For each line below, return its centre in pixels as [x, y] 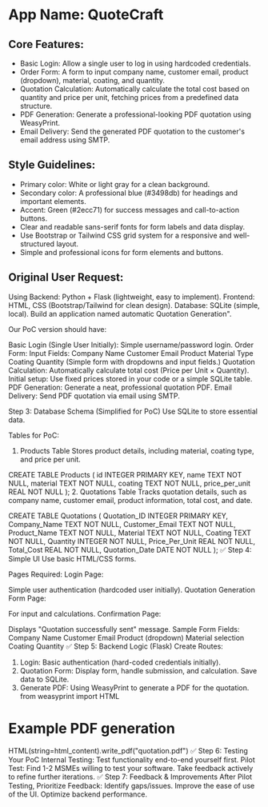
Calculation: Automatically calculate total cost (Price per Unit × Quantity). [129, 370]
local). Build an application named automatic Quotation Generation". [120, 314]
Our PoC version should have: [57, 329]
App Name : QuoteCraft [86, 15]
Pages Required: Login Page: [56, 574]
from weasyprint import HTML [70, 696]
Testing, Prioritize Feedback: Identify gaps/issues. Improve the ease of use [132, 785]
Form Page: [27, 598]
